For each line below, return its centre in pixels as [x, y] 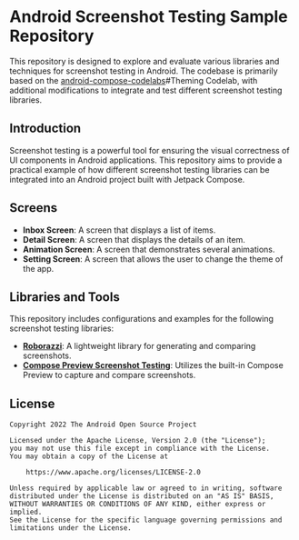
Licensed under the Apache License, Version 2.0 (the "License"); [138, 441]
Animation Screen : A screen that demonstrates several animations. [149, 249]
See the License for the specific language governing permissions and [146, 520]
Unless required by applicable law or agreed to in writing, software [146, 488]
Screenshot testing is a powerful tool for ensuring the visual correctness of [149, 150]
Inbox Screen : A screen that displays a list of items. [119, 230]
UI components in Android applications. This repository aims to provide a [146, 160]
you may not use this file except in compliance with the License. [140, 449]
